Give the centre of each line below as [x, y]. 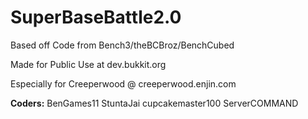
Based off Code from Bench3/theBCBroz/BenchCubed [122, 45]
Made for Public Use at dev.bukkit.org [88, 64]
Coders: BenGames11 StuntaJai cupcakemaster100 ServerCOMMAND [154, 103]
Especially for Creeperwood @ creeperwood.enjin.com [123, 83]
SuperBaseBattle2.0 [96, 17]
